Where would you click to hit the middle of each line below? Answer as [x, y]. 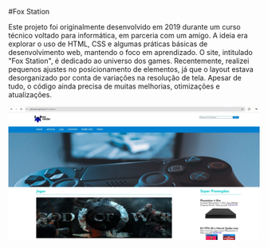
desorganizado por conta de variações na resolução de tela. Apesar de [125, 78]
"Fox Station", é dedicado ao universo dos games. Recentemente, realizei [129, 61]
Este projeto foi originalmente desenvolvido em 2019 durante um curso [124, 27]
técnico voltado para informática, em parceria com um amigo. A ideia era [128, 35]
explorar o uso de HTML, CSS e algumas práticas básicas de [108, 44]
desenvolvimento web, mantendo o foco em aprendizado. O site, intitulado [130, 52]
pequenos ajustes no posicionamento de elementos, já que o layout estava [131, 69]
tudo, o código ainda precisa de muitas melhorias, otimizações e [114, 86]
